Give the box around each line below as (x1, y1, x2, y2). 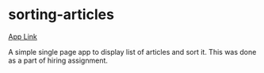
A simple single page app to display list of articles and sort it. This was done (8, 47, 257, 56)
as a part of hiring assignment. (8, 56, 109, 65)
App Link (8, 32, 38, 41)
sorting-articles (8, 6, 115, 24)
